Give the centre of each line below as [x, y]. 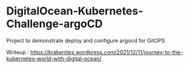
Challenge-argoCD [55, 24]
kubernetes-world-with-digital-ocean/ [54, 58]
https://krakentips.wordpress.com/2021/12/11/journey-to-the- [106, 52]
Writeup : [18, 52]
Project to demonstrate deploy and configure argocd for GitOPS [86, 40]
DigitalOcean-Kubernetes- [75, 11]
